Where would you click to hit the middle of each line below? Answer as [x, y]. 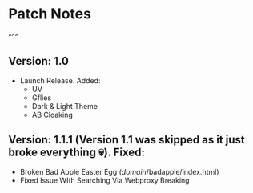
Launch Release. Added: [60, 80]
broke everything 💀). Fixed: [77, 153]
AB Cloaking [52, 115]
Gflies [42, 98]
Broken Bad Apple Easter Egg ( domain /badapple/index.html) [119, 171]
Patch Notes [50, 14]
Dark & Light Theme [65, 106]
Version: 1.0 [39, 61]
